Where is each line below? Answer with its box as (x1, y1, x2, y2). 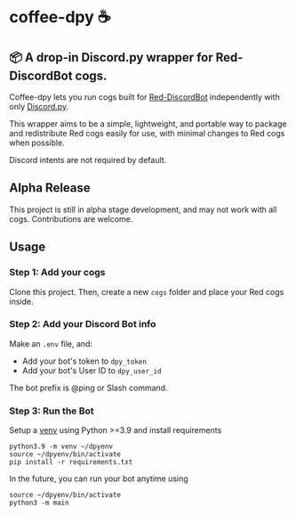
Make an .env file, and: (9, 338, 93, 348)
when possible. (9, 137, 65, 148)
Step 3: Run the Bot (9, 405, 95, 417)
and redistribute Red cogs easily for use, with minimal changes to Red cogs (9, 128, 285, 138)
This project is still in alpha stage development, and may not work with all (9, 204, 277, 215)
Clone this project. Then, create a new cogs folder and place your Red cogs (9, 286, 284, 297)
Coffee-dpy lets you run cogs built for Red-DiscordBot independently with (9, 92, 280, 102)
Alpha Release (9, 180, 91, 196)
